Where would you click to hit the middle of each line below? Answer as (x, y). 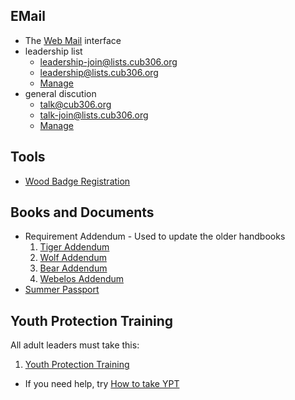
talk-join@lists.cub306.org (94, 115)
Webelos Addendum (82, 279)
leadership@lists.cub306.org (99, 72)
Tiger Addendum (74, 247)
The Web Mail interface (73, 40)
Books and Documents (82, 212)
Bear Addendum (73, 268)
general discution (60, 93)
